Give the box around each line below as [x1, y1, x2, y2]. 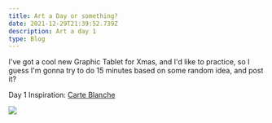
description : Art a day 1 [8, 27, 96, 35]
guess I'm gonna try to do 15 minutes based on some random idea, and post [8, 66, 264, 76]
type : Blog [8, 34, 46, 43]
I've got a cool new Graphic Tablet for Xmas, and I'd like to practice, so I [8, 57, 250, 67]
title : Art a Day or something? [8, 11, 118, 20]
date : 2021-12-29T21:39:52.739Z [8, 20, 118, 28]
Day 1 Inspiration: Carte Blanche [8, 90, 116, 100]
